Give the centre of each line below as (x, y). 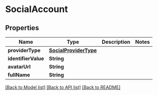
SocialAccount (36, 9)
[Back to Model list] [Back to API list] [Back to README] (63, 87)
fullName (19, 75)
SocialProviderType (73, 50)
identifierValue (26, 59)
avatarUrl (19, 67)
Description (116, 42)
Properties (22, 28)
